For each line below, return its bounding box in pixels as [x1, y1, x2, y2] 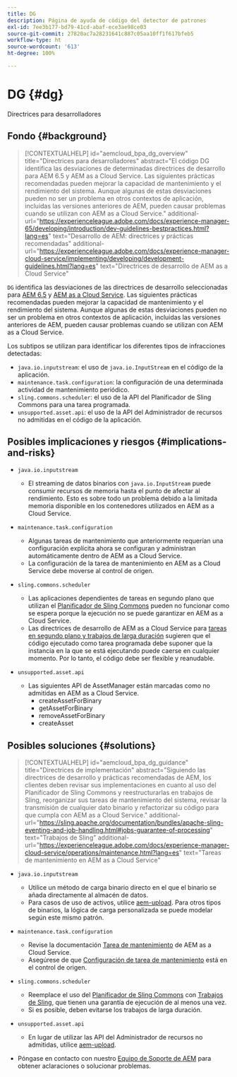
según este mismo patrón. [28, 913, 104, 922]
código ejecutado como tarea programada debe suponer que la [28, 639, 213, 647]
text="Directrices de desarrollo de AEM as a [99, 261, 228, 270]
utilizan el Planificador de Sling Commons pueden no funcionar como [28, 601, 230, 610]
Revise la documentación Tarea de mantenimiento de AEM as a [28, 941, 212, 949]
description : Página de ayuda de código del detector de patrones [7, 17, 207, 24]
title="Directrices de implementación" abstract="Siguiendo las [24, 766, 206, 775]
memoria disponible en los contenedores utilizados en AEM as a [28, 502, 214, 510]
